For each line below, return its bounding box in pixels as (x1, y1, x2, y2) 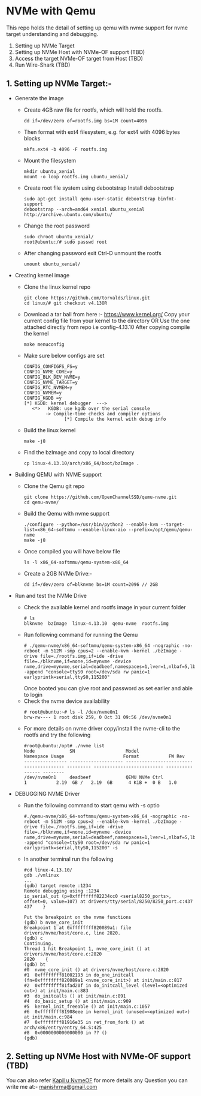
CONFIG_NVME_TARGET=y (23, 379, 78, 385)
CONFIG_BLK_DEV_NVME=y (23, 374, 81, 380)
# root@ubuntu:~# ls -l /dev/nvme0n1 (23, 709, 118, 715)
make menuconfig (23, 341, 65, 348)
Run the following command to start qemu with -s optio (23, 801, 160, 808)
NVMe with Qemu (6, 4, 96, 18)
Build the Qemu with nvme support (23, 510, 109, 517)
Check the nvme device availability (23, 697, 110, 705)
